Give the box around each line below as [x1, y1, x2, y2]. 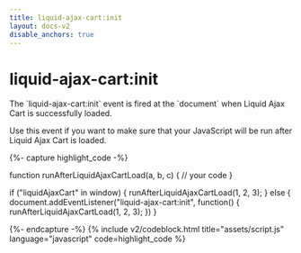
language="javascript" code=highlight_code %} [9, 233, 186, 244]
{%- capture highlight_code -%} [9, 152, 128, 163]
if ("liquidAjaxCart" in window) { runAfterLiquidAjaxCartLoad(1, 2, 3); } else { [9, 187, 291, 198]
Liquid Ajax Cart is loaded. [9, 135, 107, 146]
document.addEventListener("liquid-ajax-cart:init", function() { [9, 197, 240, 208]
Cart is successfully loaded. [9, 108, 112, 119]
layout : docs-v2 [9, 22, 70, 31]
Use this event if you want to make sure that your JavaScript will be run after [9, 125, 293, 136]
